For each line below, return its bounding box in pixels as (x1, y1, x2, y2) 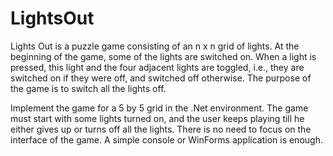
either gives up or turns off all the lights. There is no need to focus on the (10, 123, 312, 135)
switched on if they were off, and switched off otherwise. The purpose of (10, 72, 312, 84)
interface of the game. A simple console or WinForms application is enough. (10, 133, 323, 146)
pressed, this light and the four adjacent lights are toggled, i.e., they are (10, 61, 305, 73)
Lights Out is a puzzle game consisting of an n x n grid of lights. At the (10, 40, 300, 52)
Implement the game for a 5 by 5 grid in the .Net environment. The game (10, 102, 309, 114)
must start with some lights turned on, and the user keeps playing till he (10, 112, 305, 124)
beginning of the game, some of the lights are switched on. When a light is (10, 50, 317, 62)
